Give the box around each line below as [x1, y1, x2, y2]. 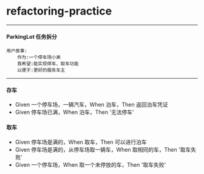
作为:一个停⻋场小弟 [17, 55, 61, 61]
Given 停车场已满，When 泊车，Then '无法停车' [15, 109, 135, 116]
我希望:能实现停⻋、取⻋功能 [17, 61, 79, 67]
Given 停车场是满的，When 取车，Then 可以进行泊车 [15, 138, 147, 146]
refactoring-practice [6, 4, 112, 18]
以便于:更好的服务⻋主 [17, 67, 66, 73]
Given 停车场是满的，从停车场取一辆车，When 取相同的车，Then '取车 [15, 146, 191, 153]
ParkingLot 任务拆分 [6, 33, 58, 40]
